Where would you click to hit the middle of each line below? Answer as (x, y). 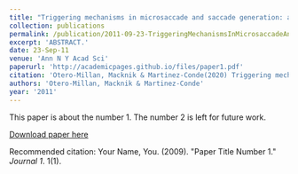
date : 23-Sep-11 (39, 51)
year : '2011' (33, 91)
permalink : (29, 34)
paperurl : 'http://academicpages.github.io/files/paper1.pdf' (126, 67)
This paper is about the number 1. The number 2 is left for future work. (138, 117)
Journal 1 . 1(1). (35, 161)
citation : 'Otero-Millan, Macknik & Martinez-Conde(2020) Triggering (141, 75)
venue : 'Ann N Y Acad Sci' (59, 59)
